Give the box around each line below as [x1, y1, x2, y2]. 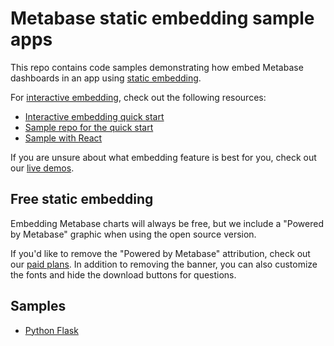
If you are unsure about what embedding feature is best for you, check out [10, 151, 317, 163]
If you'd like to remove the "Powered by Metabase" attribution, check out [10, 247, 311, 259]
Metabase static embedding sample [10, 7, 315, 30]
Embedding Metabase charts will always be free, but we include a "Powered [10, 217, 324, 229]
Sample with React [24, 132, 103, 144]
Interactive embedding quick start [24, 110, 165, 122]
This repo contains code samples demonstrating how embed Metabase [10, 61, 304, 73]
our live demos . [10, 162, 75, 174]
